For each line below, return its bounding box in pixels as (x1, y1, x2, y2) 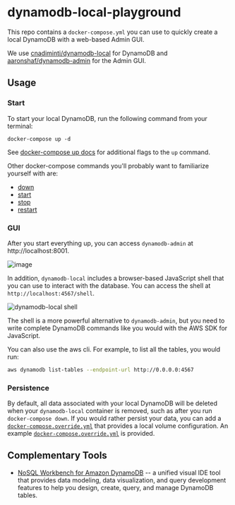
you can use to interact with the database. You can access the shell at (7, 281, 211, 290)
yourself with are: (7, 169, 59, 178)
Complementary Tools (7, 450, 107, 462)
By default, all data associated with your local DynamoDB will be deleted (7, 399, 217, 407)
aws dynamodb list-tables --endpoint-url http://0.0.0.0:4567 (7, 366, 194, 373)
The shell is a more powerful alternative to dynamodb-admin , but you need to (7, 316, 225, 325)
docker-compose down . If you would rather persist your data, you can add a (7, 414, 222, 423)
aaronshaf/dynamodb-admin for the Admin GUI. (7, 56, 147, 64)
